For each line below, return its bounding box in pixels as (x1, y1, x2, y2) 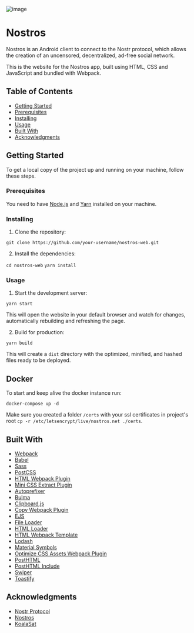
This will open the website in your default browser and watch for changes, (6, 311, 186, 318)
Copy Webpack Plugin (14, 507, 69, 514)
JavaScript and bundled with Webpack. (6, 69, 102, 76)
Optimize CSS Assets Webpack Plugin (14, 550, 107, 557)
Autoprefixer (14, 488, 45, 495)
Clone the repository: (14, 228, 66, 235)
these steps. (6, 172, 36, 179)
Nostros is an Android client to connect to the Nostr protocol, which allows (6, 45, 186, 52)
